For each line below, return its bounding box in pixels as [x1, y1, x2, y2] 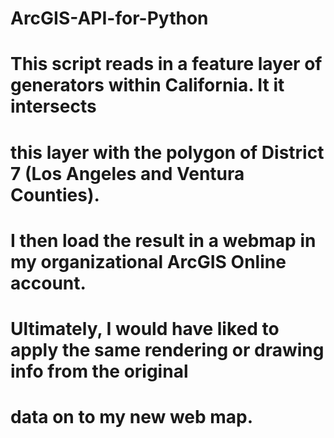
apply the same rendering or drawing [10, 338, 325, 361]
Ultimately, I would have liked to [10, 317, 280, 340]
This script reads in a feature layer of [10, 53, 323, 76]
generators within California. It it [10, 74, 285, 97]
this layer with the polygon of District [10, 141, 325, 164]
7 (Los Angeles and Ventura [10, 162, 245, 185]
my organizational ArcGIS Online [10, 250, 287, 273]
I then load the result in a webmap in [10, 229, 317, 252]
